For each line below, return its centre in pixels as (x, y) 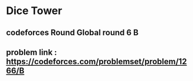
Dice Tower (34, 11)
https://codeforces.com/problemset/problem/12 (97, 61)
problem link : (32, 52)
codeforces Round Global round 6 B (72, 33)
